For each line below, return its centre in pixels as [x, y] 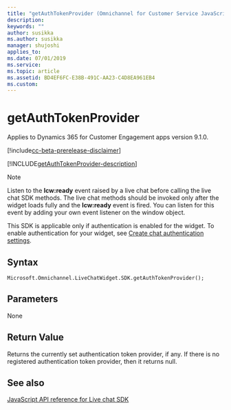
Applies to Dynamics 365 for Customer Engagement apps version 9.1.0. [108, 137]
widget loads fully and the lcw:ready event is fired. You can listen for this [111, 205]
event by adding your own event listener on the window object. [96, 213]
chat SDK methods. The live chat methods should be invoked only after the [113, 198]
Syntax [23, 262]
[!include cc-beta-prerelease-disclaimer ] [64, 151]
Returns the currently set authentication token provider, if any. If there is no [113, 354]
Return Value [35, 337]
